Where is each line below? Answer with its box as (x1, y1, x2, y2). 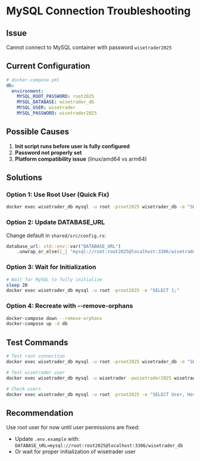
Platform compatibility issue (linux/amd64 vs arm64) (14, 155, 147, 162)
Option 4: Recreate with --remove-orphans (6, 302, 133, 310)
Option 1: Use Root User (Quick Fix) (6, 190, 110, 199)
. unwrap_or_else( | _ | (17, 249, 68, 255)
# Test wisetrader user (6, 369, 65, 376)
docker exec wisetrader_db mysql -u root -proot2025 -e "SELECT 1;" (6, 288, 180, 294)
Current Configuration (6, 61, 90, 71)
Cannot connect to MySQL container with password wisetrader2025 (6, 44, 172, 51)
